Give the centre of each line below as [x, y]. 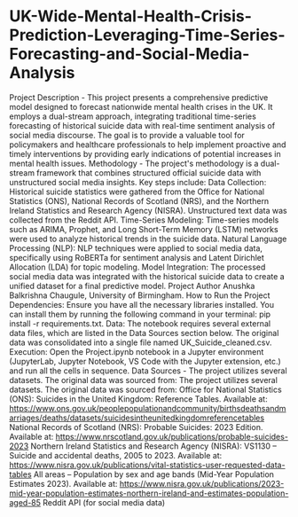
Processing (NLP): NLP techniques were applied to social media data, [136, 248]
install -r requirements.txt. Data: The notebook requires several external [140, 323]
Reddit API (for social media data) [104, 502]
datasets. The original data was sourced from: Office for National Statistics [145, 389]
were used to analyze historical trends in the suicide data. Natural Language [148, 239]
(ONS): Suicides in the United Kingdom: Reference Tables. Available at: [138, 399]
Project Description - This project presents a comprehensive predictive [139, 97]
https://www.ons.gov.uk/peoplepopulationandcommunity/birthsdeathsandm [148, 408]
